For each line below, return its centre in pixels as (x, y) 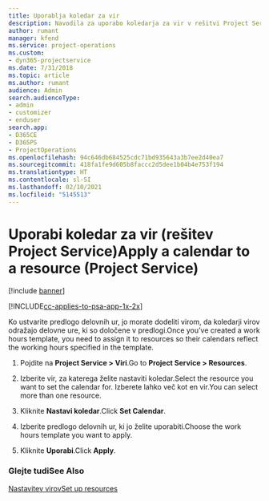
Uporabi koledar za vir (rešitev (111, 234)
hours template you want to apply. (76, 434)
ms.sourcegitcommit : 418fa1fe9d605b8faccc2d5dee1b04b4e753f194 (116, 165)
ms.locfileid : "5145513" (50, 194)
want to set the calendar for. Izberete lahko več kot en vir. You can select (139, 386)
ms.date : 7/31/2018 (41, 68)
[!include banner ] (37, 290)
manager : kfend (34, 38)
